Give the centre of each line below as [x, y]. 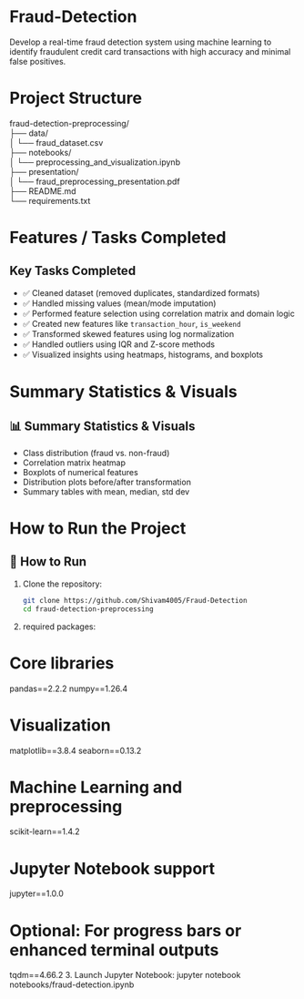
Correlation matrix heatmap [74, 463]
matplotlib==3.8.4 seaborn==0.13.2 [76, 750]
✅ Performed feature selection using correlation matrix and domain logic [159, 313]
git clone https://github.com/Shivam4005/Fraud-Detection [135, 600]
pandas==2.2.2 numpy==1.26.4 [69, 688]
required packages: [59, 627]
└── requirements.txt [50, 200]
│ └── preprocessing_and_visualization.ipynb [95, 162]
